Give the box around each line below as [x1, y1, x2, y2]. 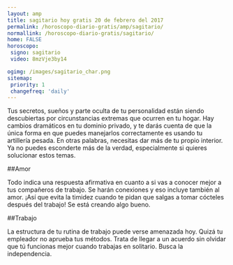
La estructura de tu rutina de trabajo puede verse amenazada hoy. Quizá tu [7, 227, 223, 236]
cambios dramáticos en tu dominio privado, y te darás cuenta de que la [7, 121, 212, 130]
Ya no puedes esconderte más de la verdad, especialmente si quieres [7, 144, 207, 152]
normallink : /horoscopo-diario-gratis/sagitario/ [7, 29, 155, 37]
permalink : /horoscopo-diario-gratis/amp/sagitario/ [7, 23, 164, 30]
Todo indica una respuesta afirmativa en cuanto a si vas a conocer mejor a [7, 179, 222, 187]
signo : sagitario [10, 50, 61, 56]
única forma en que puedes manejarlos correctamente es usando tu [7, 129, 203, 137]
